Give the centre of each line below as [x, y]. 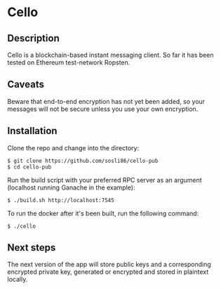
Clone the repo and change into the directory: [73, 147]
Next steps [32, 248]
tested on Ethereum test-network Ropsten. [69, 62]
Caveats [26, 85]
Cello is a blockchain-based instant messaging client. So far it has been [110, 55]
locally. [18, 279]
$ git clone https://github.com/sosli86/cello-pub [83, 161]
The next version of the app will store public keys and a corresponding [109, 265]
